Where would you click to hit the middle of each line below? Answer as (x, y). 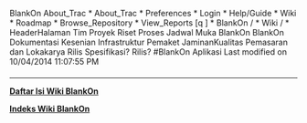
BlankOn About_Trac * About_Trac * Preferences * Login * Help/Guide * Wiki (153, 13)
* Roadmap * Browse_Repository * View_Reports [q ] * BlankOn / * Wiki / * (149, 23)
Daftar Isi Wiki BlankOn (54, 91)
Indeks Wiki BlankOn (50, 108)
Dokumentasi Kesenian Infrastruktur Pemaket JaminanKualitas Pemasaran (148, 42)
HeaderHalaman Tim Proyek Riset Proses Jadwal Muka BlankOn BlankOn (147, 32)
